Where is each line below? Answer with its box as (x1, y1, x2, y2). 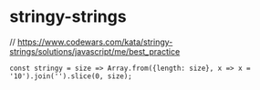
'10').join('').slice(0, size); (9, 71, 132, 81)
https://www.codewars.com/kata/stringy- (17, 36, 173, 47)
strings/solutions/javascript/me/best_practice (9, 45, 181, 56)
